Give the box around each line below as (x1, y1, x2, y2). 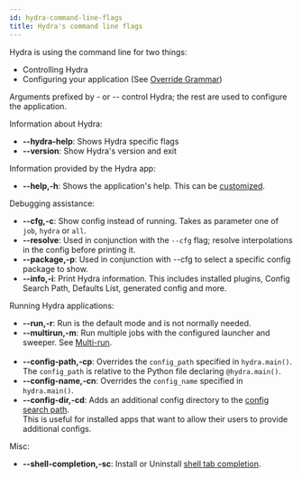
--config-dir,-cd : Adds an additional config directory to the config (22, 394, 270, 405)
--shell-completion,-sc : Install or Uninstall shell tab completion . (22, 458, 261, 469)
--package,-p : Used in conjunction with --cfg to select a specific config (22, 254, 291, 265)
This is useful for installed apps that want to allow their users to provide (22, 413, 288, 425)
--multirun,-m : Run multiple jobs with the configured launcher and (22, 327, 270, 338)
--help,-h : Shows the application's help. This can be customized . (22, 180, 266, 191)
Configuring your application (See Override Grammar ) (22, 73, 223, 84)
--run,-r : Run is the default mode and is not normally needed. (22, 317, 252, 328)
